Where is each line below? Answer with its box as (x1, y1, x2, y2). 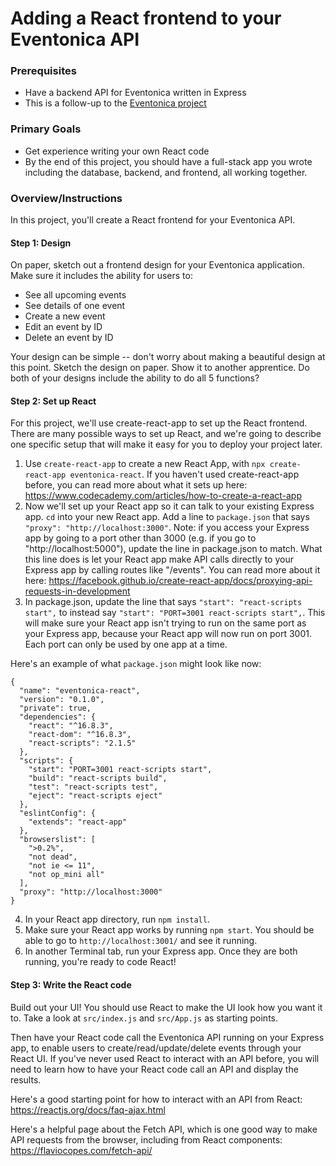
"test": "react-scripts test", (28, 782, 159, 792)
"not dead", (28, 852, 78, 862)
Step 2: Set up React (10, 395, 97, 407)
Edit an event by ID (24, 321, 103, 333)
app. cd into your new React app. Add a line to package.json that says (24, 511, 310, 523)
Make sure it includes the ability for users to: (10, 270, 193, 282)
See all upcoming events (24, 289, 127, 301)
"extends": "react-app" (28, 817, 128, 827)
